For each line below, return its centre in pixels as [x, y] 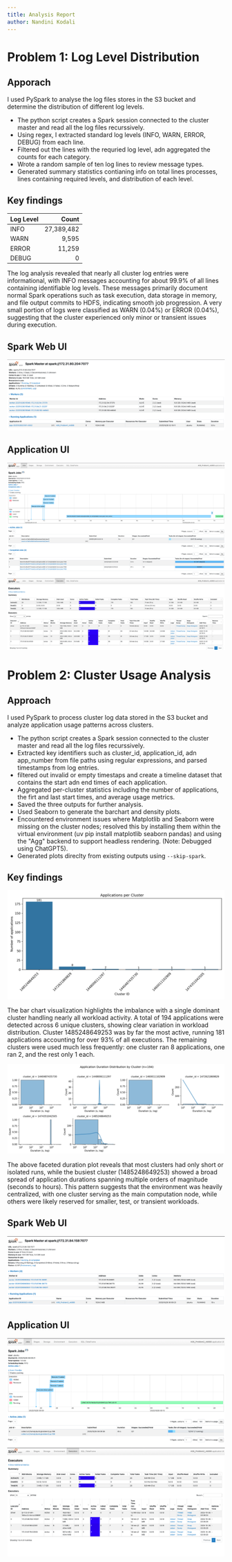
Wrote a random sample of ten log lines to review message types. [110, 164]
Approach [29, 701]
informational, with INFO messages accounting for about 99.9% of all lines [113, 281]
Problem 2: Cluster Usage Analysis [109, 675]
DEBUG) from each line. [51, 142]
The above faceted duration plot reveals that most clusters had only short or [115, 1165]
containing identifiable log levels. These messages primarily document [108, 288]
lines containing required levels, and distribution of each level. [105, 179]
